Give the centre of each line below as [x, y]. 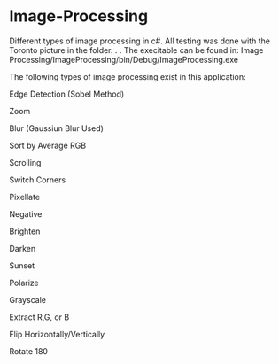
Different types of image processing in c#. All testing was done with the [139, 41]
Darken [23, 248]
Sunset [22, 265]
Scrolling [25, 162]
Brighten [25, 231]
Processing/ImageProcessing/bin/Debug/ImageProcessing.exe [124, 59]
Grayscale [28, 299]
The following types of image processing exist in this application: [128, 76]
